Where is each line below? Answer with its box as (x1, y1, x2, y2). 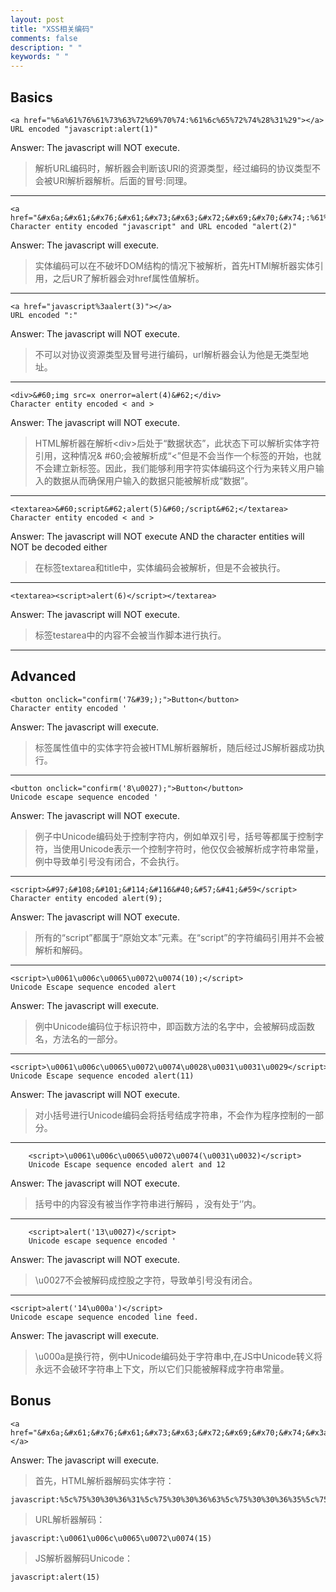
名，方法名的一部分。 (34, 1032, 123, 1045)
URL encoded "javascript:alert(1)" (10, 124, 159, 134)
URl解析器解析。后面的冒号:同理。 (52, 174, 193, 186)
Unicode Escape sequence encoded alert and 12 (28, 1159, 226, 1170)
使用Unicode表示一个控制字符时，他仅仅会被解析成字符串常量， (61, 842, 325, 855)
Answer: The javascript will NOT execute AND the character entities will (10, 530, 305, 542)
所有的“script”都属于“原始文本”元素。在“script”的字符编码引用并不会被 (34, 931, 325, 943)
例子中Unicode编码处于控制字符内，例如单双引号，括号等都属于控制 (34, 830, 316, 842)
